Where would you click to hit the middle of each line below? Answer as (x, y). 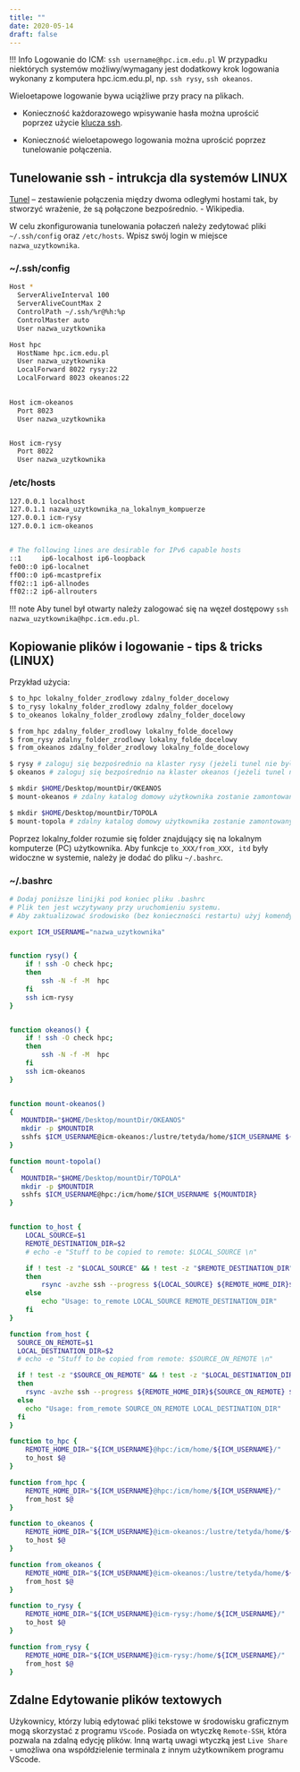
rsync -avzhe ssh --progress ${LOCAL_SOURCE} (128, 1285)
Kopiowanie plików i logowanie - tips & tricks (136, 647)
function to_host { (46, 1227)
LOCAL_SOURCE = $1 (56, 1236)
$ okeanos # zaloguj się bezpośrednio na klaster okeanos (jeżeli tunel (147, 772)
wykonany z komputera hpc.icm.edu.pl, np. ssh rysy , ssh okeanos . (131, 79)
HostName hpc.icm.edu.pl (63, 353)
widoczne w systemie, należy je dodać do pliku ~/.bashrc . (116, 857)
